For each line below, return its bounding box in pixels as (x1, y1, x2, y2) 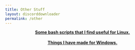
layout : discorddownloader (5, 12, 60, 17)
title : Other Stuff (5, 7, 45, 12)
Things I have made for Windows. (47, 40, 118, 46)
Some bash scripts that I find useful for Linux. (35, 30, 130, 35)
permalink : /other (5, 16, 43, 21)
